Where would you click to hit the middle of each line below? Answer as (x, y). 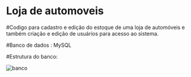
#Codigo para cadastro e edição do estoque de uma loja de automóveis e (96, 27)
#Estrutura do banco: (32, 56)
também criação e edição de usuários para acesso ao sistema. (82, 33)
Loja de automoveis (55, 11)
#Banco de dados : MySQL (39, 45)
